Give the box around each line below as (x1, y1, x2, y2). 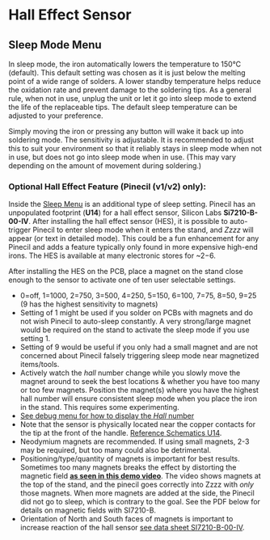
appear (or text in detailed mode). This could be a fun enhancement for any (8, 234, 259, 243)
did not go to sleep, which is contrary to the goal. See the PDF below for (19, 497, 261, 507)
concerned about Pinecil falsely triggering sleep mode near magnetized (19, 351, 259, 361)
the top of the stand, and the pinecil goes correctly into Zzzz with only (19, 479, 255, 490)
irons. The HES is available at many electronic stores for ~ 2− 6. (8, 251, 217, 260)
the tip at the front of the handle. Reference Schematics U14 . (19, 428, 222, 438)
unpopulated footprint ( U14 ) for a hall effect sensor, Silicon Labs (8, 208, 222, 217)
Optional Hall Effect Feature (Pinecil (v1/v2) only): (8, 180, 206, 192)
